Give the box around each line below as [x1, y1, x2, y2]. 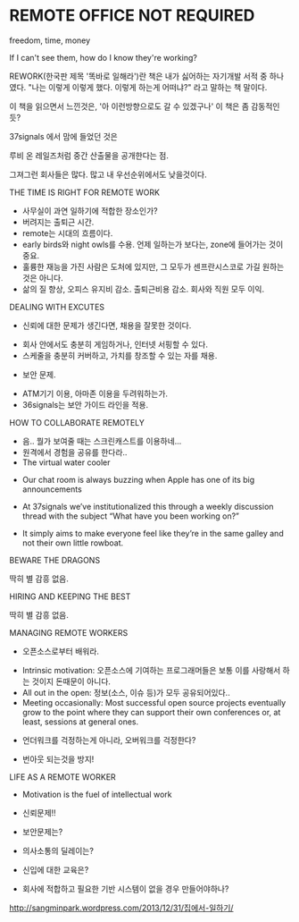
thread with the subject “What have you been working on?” [21, 511, 239, 521]
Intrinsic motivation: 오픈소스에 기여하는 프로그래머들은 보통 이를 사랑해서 [21, 664, 281, 675]
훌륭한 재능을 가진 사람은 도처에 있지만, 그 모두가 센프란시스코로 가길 [21, 261, 261, 272]
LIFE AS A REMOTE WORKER [9, 771, 116, 782]
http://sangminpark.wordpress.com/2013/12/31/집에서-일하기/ [9, 902, 234, 913]
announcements [21, 484, 82, 495]
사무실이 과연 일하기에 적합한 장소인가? [21, 205, 158, 216]
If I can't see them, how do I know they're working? [9, 52, 198, 63]
